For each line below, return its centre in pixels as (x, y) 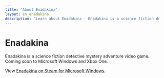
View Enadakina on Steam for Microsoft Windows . (55, 71)
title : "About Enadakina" (31, 10)
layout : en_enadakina (27, 14)
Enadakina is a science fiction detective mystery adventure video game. (77, 56)
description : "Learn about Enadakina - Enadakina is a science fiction (79, 19)
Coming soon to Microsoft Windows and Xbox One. (57, 61)
